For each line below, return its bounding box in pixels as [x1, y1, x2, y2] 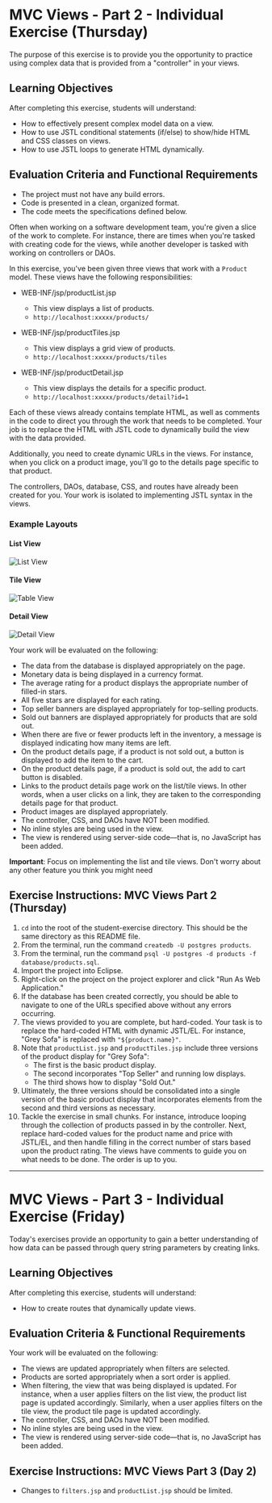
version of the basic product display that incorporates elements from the [20, 1094, 262, 1104]
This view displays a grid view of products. [32, 343, 176, 353]
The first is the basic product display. [32, 1060, 157, 1069]
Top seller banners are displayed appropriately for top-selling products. [20, 704, 259, 714]
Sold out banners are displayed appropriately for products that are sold [20, 712, 257, 722]
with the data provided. [9, 433, 86, 443]
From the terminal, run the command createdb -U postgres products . [20, 939, 252, 950]
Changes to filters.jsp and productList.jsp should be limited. [20, 1486, 233, 1496]
